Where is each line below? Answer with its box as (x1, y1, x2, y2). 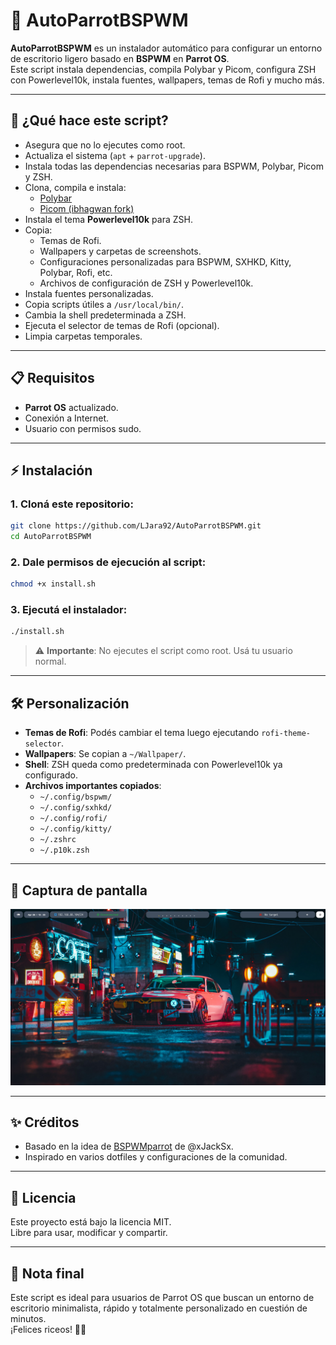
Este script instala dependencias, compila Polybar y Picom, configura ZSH (10, 63, 317, 75)
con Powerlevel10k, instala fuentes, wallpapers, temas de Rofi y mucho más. (10, 74, 325, 86)
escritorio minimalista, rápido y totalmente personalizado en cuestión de (10, 1302, 308, 1314)
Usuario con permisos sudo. (24, 422, 142, 434)
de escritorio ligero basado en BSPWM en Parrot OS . (10, 52, 230, 64)
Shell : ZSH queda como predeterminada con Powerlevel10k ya (24, 759, 283, 771)
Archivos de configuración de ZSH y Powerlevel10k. (39, 277, 254, 289)
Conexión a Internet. (24, 412, 110, 424)
